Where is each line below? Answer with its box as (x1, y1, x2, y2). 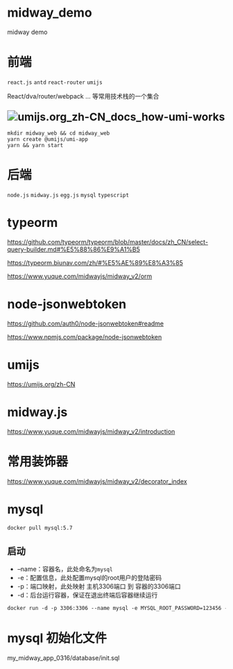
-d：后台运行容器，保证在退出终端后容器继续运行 (17, 591, 158, 600)
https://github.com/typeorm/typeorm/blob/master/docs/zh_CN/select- (7, 238, 209, 246)
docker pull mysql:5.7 (7, 524, 73, 532)
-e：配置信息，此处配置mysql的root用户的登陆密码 (17, 574, 162, 582)
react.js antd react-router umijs (7, 78, 103, 86)
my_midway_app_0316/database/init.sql (7, 654, 120, 662)
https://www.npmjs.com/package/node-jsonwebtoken (7, 332, 162, 341)
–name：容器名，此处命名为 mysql (17, 565, 113, 573)
